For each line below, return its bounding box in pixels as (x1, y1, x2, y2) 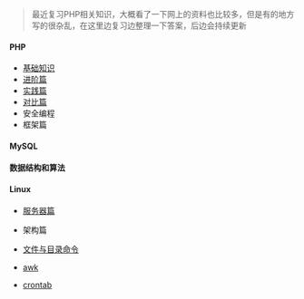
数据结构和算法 (9, 162, 65, 173)
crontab (22, 279, 53, 290)
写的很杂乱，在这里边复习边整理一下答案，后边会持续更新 (31, 20, 247, 31)
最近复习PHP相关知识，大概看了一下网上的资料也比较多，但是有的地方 (31, 9, 295, 19)
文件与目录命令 (22, 244, 79, 255)
